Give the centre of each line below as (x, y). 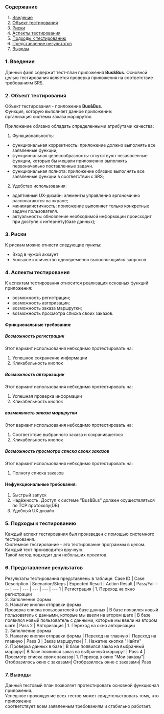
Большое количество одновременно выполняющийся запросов (79, 260)
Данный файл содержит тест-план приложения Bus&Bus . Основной (76, 72)
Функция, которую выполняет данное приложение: (59, 111)
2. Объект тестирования (36, 95)
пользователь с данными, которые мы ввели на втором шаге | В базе (78, 615)
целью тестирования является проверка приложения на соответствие (79, 78)
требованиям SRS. (24, 82)
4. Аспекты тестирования (37, 273)
